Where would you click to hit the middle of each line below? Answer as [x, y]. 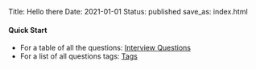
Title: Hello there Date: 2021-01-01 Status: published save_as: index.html [128, 12]
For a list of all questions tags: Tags [79, 56]
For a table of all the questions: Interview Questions [105, 48]
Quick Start [28, 30]
